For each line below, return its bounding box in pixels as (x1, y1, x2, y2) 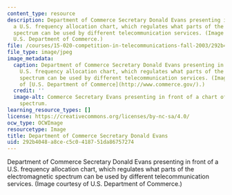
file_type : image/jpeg (7, 49, 72, 56)
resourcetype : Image (7, 126, 67, 133)
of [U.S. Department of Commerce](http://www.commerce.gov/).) (19, 81, 206, 88)
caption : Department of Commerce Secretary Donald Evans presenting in (13, 62, 224, 68)
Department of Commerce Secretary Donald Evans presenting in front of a (7, 158, 219, 166)
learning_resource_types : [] (7, 106, 91, 113)
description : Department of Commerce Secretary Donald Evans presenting (7, 17, 221, 24)
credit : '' (13, 87, 45, 94)
